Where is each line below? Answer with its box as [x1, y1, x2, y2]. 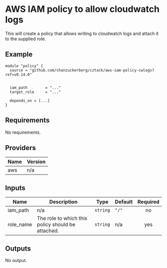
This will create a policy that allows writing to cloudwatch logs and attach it [5, 30, 159, 36]
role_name [7, 221, 32, 228]
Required [137, 198, 160, 205]
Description [49, 198, 78, 205]
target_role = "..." [9, 89, 61, 94]
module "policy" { [5, 63, 43, 68]
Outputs [5, 244, 31, 253]
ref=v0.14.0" [5, 72, 32, 77]
